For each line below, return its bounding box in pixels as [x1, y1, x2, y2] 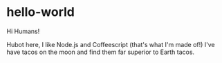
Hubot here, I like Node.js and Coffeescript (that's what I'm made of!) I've [6, 40, 215, 48]
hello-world [6, 4, 75, 20]
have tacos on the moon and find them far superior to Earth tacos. [6, 48, 195, 56]
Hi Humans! [6, 27, 40, 35]
